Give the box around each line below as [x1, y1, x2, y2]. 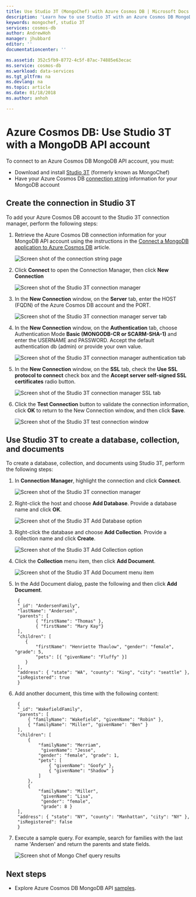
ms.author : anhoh [6, 95, 48, 101]
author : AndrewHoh [6, 30, 51, 36]
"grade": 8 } [40, 804, 73, 810]
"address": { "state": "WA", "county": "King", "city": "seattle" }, [17, 669, 190, 676]
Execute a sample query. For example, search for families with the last [14, 834, 183, 841]
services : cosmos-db [6, 25, 57, 31]
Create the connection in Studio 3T [6, 198, 136, 208]
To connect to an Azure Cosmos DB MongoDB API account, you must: [6, 157, 174, 164]
